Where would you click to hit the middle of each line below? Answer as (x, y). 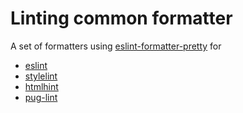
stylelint (41, 76)
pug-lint (41, 97)
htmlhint (41, 86)
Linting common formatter (121, 18)
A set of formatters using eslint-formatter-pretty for (116, 46)
